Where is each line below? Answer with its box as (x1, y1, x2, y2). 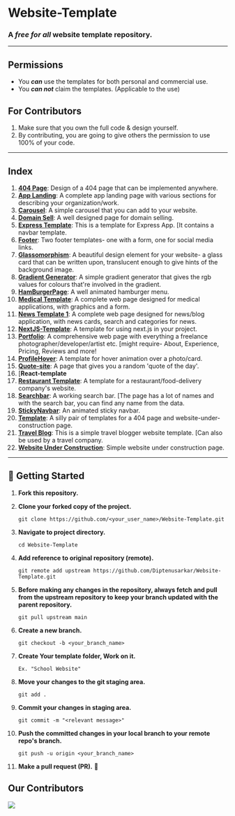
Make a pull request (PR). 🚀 (17, 762, 98, 771)
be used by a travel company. (17, 436, 103, 444)
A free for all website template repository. (8, 30, 153, 40)
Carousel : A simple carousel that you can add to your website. (17, 206, 198, 214)
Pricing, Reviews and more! (17, 347, 97, 355)
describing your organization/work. (17, 198, 119, 207)
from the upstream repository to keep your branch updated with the (17, 593, 219, 601)
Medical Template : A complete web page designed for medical (17, 295, 201, 303)
